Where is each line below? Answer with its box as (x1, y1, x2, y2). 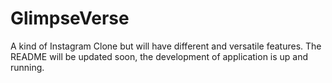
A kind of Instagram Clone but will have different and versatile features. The (10, 40, 322, 52)
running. (10, 61, 45, 73)
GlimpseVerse (10, 7, 130, 30)
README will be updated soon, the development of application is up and (10, 50, 309, 62)
